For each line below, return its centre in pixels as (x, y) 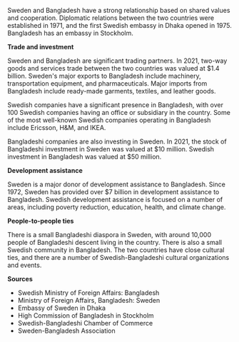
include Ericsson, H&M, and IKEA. (57, 127)
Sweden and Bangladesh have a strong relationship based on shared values (119, 10)
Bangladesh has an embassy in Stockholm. (71, 33)
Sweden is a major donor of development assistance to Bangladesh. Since (117, 184)
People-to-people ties (41, 221)
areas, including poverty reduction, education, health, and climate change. (117, 207)
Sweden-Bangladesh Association (66, 331)
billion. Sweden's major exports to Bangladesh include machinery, (104, 76)
